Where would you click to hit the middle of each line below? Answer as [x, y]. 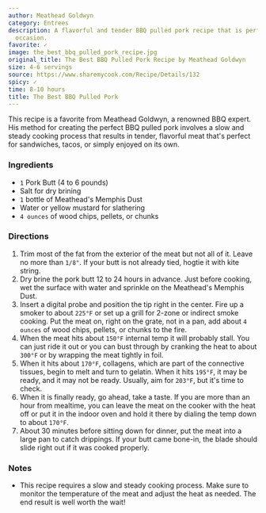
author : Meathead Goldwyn [51, 15]
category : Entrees [38, 23]
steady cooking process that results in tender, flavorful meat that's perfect [129, 136]
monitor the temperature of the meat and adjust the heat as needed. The [138, 494]
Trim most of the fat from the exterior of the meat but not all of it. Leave [136, 254]
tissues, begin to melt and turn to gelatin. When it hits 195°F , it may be [133, 371]
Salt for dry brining [50, 190]
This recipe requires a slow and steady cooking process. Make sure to [134, 485]
